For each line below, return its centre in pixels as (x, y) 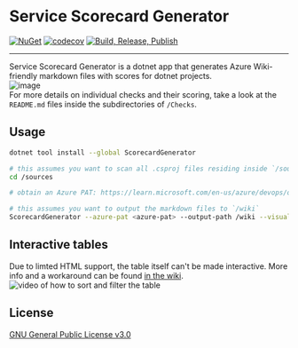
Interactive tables (59, 245)
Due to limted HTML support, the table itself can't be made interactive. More (149, 266)
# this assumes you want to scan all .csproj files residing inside (138, 169)
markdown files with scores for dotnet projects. (126, 75)
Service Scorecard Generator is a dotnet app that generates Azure (130, 66)
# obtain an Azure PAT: (53, 193)
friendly (24, 75)
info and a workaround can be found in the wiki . (96, 275)
